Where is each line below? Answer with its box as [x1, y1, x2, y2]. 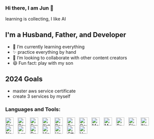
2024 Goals [5, 75, 43, 83]
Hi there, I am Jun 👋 [5, 5, 54, 12]
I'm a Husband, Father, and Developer [5, 30, 126, 39]
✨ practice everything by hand [12, 49, 77, 55]
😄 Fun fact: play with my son [12, 60, 73, 66]
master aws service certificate [12, 88, 76, 94]
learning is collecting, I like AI [5, 16, 66, 22]
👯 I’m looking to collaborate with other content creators [12, 55, 127, 61]
